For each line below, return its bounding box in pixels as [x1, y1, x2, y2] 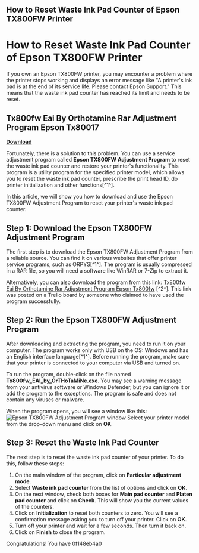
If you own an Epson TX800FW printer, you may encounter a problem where [6, 70, 193, 78]
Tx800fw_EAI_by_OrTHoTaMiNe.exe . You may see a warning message [6, 377, 182, 384]
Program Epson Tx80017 [6, 122, 99, 132]
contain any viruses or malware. [6, 396, 84, 403]
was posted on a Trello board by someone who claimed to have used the [6, 291, 184, 298]
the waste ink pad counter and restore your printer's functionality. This [6, 162, 179, 169]
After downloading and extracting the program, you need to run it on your [6, 340, 186, 347]
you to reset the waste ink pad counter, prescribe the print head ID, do [6, 175, 178, 183]
